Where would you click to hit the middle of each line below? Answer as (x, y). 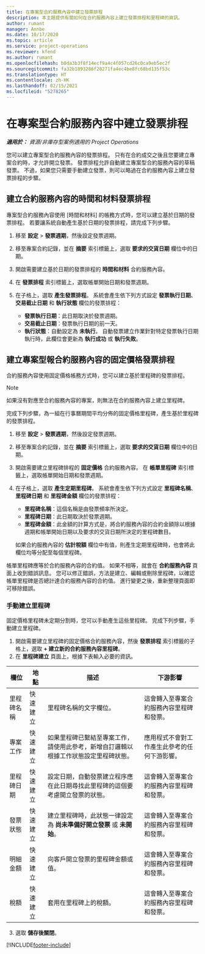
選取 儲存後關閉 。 (37, 933)
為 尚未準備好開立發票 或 (83, 824)
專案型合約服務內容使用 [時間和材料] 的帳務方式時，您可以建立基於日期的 (98, 215)
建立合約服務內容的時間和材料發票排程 (78, 199)
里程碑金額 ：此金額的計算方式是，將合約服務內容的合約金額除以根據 (110, 524)
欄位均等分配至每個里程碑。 (50, 553)
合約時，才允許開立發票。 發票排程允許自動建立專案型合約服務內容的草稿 (103, 162)
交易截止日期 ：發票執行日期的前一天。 (72, 323)
